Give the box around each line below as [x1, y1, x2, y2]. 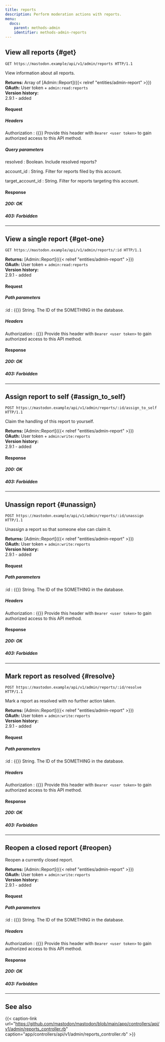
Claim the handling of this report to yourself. [5, 419, 94, 425]
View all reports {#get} [5, 48, 77, 57]
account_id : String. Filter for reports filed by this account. [5, 168, 122, 175]
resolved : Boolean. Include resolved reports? [5, 159, 97, 165]
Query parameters [5, 146, 44, 153]
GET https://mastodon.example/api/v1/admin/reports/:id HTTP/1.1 [5, 248, 141, 253]
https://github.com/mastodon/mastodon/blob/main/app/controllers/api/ [15, 1020, 160, 1026]
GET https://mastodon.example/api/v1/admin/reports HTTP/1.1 [5, 61, 133, 66]
